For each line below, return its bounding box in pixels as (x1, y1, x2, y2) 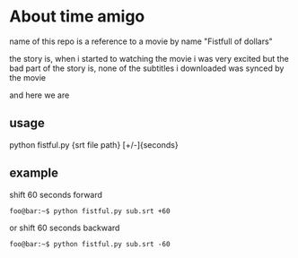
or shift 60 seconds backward (9, 222, 120, 233)
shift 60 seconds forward (9, 189, 103, 200)
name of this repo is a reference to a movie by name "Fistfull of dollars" (9, 36, 274, 47)
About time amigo (9, 6, 145, 27)
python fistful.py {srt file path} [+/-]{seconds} (9, 139, 179, 150)
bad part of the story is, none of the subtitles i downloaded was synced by (9, 63, 285, 73)
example (9, 166, 59, 181)
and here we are (9, 90, 70, 100)
